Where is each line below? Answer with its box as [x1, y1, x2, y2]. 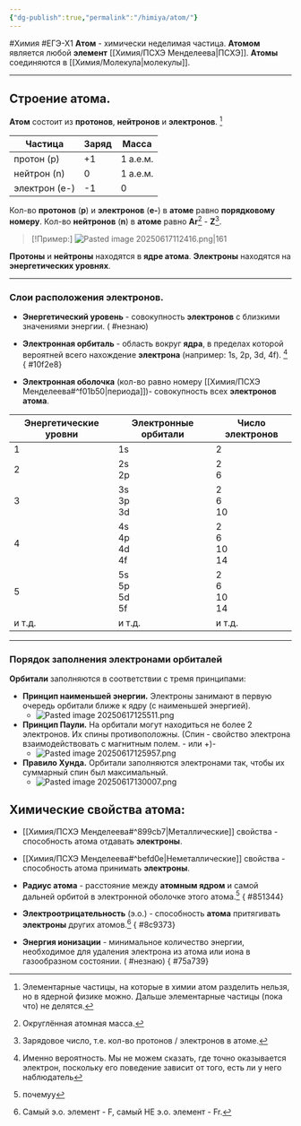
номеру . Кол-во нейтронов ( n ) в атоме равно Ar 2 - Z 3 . [9, 214, 222, 227]
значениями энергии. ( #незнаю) [21, 321, 150, 332]
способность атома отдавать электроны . [21, 836, 183, 846]
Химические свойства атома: [9, 802, 185, 818]
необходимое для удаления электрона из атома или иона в [21, 947, 251, 957]
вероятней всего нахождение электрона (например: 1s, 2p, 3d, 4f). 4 [21, 348, 288, 359]
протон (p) [13, 153, 60, 166]
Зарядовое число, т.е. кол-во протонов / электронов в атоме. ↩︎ [21, 1035, 269, 1046]
